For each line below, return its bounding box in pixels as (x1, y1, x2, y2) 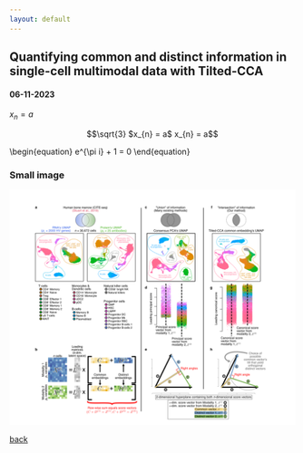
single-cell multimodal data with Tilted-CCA (9, 63, 264, 79)
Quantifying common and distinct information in (9, 50, 288, 65)
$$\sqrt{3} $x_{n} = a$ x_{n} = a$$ (86, 129, 219, 140)
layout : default (9, 14, 71, 24)
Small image (9, 169, 65, 181)
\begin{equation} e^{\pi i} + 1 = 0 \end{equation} (9, 146, 191, 158)
